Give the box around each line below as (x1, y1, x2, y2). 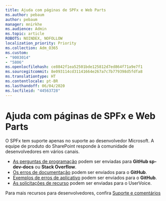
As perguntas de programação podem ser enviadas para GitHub (12, 159, 149, 165)
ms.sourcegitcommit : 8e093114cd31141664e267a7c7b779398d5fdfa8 (5, 69, 143, 74)
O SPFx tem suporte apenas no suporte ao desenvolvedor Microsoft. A (5, 138, 154, 144)
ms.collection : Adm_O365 (5, 45, 58, 51)
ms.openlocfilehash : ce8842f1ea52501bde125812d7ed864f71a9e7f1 (5, 64, 143, 69)
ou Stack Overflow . (35, 164, 77, 170)
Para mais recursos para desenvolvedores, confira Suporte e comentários (5, 190, 161, 196)
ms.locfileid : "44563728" (5, 88, 60, 93)
